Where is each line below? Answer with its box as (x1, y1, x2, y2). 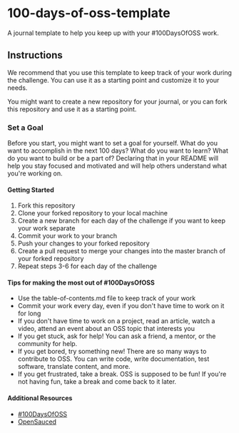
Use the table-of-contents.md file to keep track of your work (17, 294, 196, 302)
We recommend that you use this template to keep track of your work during (7, 68, 232, 76)
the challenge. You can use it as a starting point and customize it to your (7, 76, 220, 84)
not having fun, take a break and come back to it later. (17, 377, 177, 386)
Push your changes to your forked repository (17, 239, 150, 248)
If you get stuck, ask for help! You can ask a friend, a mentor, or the (17, 332, 216, 340)
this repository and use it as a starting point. (7, 105, 137, 113)
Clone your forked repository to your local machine (17, 209, 168, 218)
